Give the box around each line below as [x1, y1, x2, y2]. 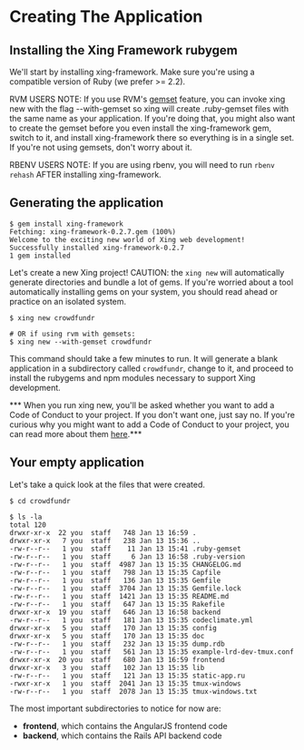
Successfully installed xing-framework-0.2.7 [9, 243, 184, 252]
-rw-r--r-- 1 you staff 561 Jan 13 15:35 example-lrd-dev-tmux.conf [9, 647, 295, 657]
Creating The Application [9, 6, 203, 27]
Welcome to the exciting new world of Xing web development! [9, 235, 246, 244]
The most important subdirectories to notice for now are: [9, 703, 221, 714]
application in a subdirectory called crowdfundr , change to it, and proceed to [9, 363, 294, 374]
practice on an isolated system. [9, 296, 127, 307]
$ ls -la [9, 512, 43, 521]
